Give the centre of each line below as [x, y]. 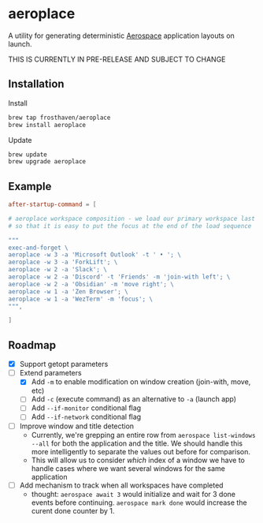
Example [30, 186]
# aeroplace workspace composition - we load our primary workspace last [132, 219]
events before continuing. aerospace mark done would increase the [139, 502]
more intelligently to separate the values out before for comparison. [141, 451]
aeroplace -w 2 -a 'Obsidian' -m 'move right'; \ [91, 284]
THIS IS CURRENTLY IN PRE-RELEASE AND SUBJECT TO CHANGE [117, 59]
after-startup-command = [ [52, 205]
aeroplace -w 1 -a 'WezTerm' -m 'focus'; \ [81, 299]
